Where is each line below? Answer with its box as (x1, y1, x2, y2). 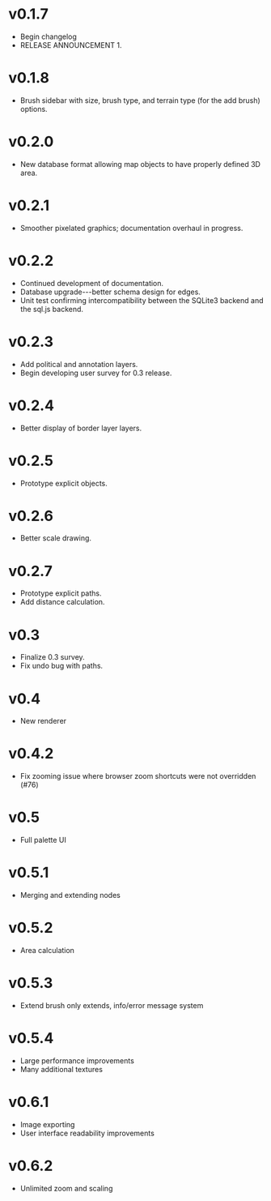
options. (19, 104, 48, 113)
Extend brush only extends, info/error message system (19, 1000, 204, 1010)
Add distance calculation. (19, 597, 105, 607)
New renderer (19, 716, 67, 726)
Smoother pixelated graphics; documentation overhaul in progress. (19, 223, 243, 233)
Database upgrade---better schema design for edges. (19, 287, 201, 297)
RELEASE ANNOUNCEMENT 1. (19, 40, 122, 49)
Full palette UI (19, 836, 67, 845)
